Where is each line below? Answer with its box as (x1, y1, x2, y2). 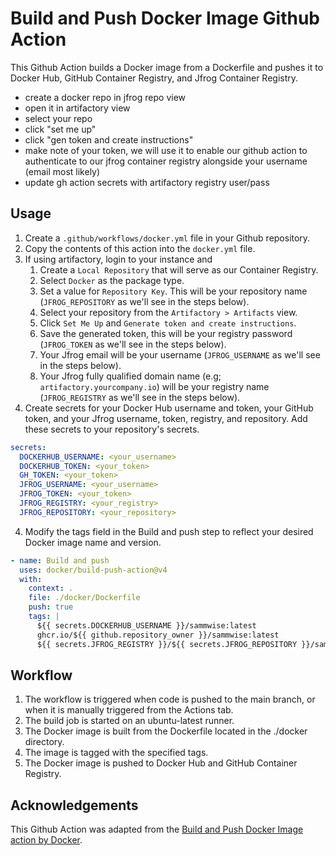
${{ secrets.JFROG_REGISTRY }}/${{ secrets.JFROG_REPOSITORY (36, 639, 298, 649)
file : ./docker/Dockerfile (28, 593, 141, 603)
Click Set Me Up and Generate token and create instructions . (39, 317, 297, 329)
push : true (28, 602, 74, 612)
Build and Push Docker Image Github (10, 7, 321, 30)
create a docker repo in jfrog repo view (24, 91, 187, 103)
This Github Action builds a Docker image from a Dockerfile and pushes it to (10, 61, 324, 73)
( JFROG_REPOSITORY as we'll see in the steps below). (39, 295, 250, 307)
